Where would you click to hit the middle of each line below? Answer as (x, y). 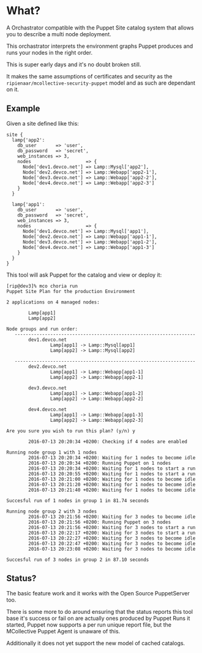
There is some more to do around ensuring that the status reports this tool (99, 611)
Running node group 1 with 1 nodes (52, 452)
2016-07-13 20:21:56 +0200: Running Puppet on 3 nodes (100, 522)
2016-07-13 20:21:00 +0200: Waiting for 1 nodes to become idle (112, 479)
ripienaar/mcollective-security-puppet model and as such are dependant (101, 83)
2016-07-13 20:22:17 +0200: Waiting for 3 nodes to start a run (112, 533)
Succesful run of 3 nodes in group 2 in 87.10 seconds (78, 559)
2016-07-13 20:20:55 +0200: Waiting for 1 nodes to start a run (112, 474)
